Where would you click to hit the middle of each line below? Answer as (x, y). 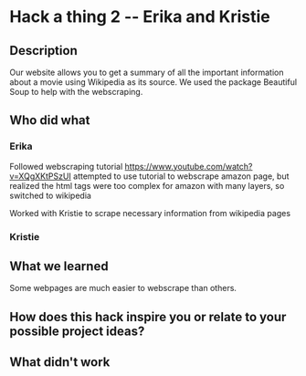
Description (43, 51)
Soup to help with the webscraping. (76, 92)
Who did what (50, 120)
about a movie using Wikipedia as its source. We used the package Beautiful (153, 82)
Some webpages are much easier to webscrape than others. (123, 288)
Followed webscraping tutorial (66, 166)
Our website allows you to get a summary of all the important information (147, 72)
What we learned (59, 266)
